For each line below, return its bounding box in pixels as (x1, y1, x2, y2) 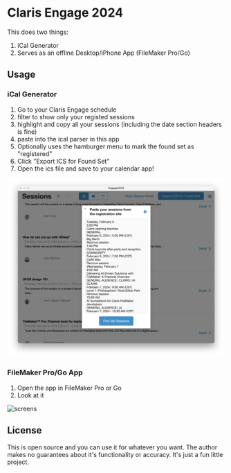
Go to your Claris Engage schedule (17, 105, 117, 114)
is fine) (17, 127, 37, 136)
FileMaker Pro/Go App (7, 368, 83, 377)
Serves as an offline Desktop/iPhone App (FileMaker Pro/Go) (17, 49, 190, 57)
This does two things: (7, 28, 69, 36)
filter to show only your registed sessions (17, 112, 135, 121)
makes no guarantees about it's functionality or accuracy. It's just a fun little (7, 450, 223, 458)
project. (7, 458, 30, 466)
